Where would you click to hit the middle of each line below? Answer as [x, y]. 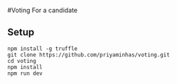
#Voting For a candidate [43, 10]
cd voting [22, 61]
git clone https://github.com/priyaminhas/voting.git [89, 55]
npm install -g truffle [43, 49]
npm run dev [25, 73]
